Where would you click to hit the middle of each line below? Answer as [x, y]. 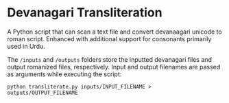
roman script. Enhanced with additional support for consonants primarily [109, 38]
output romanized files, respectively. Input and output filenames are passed [114, 67]
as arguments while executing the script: [64, 74]
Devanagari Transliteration [85, 13]
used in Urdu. [26, 46]
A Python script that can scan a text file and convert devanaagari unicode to [114, 32]
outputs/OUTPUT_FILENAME [43, 93]
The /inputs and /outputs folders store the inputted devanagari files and [110, 59]
